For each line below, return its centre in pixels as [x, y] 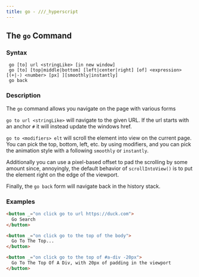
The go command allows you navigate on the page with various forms [91, 108]
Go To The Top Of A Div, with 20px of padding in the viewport [91, 263]
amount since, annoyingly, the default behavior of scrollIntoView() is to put [99, 168]
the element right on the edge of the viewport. [63, 174]
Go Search [23, 219]
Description [23, 96]
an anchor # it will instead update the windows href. [69, 126]
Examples [21, 202]
